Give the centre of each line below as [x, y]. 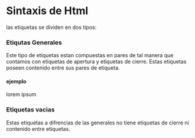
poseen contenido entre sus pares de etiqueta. [63, 68]
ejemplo [16, 81]
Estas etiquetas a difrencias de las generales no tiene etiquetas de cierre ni [97, 123]
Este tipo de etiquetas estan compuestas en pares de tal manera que [90, 55]
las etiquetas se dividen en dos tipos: [51, 27]
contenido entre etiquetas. [38, 129]
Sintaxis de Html [47, 11]
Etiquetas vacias [30, 110]
